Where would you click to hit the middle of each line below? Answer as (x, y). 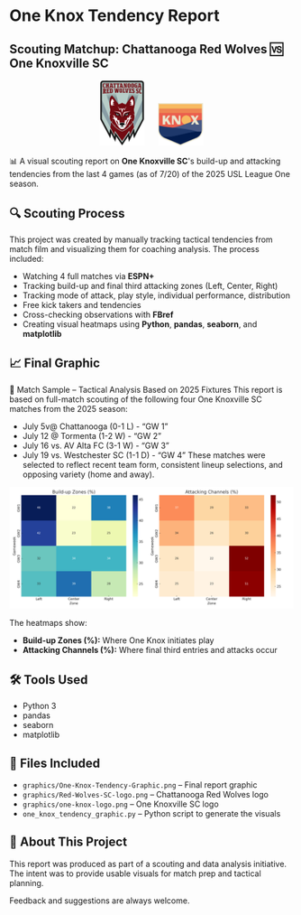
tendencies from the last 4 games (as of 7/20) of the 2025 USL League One (150, 174)
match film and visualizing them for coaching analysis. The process (134, 249)
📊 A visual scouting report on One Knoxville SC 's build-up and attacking (145, 161)
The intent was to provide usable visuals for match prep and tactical (135, 873)
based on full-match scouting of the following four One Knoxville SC (136, 399)
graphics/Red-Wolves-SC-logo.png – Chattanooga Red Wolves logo (145, 795)
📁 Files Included (55, 763)
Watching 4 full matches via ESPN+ (88, 276)
